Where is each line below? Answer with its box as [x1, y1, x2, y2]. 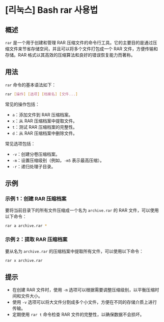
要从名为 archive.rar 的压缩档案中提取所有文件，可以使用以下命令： [5, 248, 144, 254]
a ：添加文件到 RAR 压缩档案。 [12, 111, 73, 117]
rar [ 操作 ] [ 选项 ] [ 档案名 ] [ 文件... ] [5, 92, 78, 97]
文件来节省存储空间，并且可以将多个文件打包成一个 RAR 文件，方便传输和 [9, 46, 158, 52]
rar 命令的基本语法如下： [5, 82, 56, 88]
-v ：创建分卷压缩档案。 [12, 151, 60, 157]
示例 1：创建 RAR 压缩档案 [5, 195, 67, 202]
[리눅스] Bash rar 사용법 [5, 4, 98, 16]
